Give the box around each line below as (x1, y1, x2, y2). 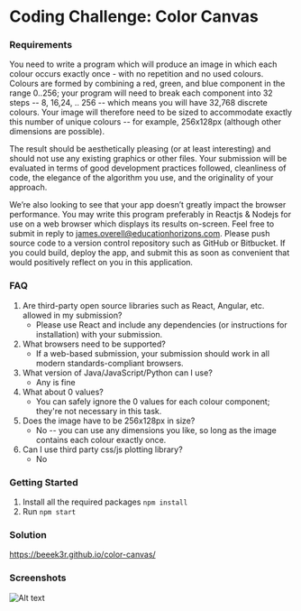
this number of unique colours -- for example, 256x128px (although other (9, 116, 282, 127)
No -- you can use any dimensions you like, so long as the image (35, 424, 277, 435)
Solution (9, 529, 48, 541)
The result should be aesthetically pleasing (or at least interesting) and (9, 143, 271, 154)
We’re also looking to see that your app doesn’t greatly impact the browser (9, 199, 287, 210)
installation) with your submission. (35, 329, 163, 339)
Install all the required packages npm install (22, 496, 188, 507)
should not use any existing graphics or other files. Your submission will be (9, 153, 287, 164)
